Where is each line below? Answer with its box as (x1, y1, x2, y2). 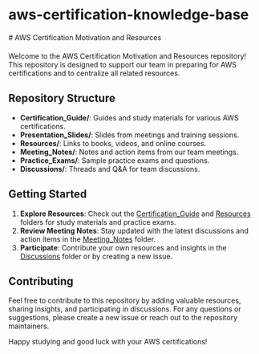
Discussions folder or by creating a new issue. (19, 251, 173, 261)
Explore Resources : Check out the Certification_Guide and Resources (19, 209, 251, 218)
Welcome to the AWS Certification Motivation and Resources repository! (8, 51, 247, 61)
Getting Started (8, 187, 87, 201)
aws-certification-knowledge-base (8, 6, 249, 24)
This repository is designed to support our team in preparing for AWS (8, 59, 237, 69)
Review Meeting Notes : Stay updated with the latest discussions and (19, 226, 249, 235)
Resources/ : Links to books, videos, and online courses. (19, 138, 207, 148)
